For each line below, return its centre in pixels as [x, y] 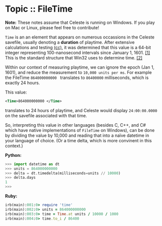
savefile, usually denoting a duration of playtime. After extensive [70, 42]
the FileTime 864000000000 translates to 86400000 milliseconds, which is [77, 77]
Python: [13, 155]
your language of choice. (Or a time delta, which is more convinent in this [79, 140]
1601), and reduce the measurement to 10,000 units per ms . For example [79, 72]
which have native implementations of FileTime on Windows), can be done [80, 130]
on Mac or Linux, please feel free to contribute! [52, 27]
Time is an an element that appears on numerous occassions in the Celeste [80, 37]
